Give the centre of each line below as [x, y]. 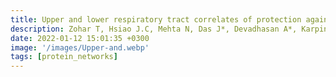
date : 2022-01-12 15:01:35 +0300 [80, 38]
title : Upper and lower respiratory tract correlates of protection [156, 19]
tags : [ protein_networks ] [64, 57]
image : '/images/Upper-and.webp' [80, 47]
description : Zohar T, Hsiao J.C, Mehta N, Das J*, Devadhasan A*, [154, 29]
